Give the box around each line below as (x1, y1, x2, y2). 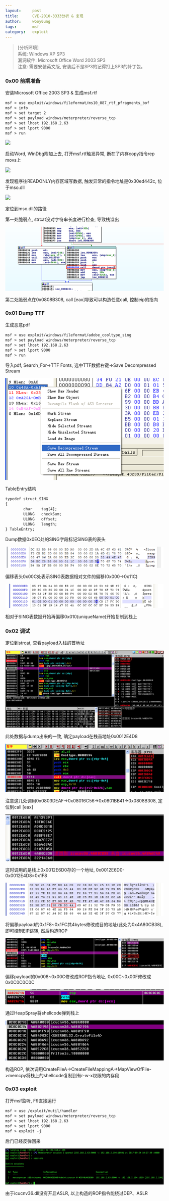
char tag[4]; (23, 506, 57, 511)
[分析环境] (17, 44, 39, 51)
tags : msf (5, 24, 39, 29)
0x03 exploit (5, 1085, 37, 1092)
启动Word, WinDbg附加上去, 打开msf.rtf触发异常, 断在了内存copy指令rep (5, 151, 155, 157)
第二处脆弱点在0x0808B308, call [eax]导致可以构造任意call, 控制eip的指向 (5, 297, 158, 303)
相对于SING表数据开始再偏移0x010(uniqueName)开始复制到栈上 (5, 614, 137, 620)
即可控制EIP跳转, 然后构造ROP (5, 928, 68, 934)
